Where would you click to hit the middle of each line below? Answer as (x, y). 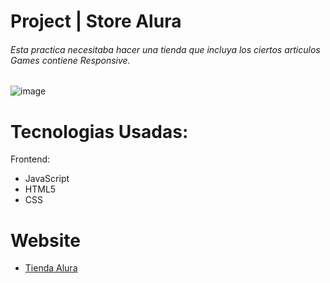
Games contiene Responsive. (70, 60)
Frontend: (30, 159)
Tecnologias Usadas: (99, 131)
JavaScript (47, 179)
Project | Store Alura (96, 21)
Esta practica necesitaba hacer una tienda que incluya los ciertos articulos (165, 49)
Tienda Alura (51, 268)
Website (45, 240)
